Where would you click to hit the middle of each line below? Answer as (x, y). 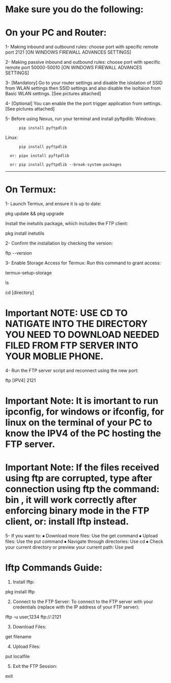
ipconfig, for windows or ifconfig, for (85, 412)
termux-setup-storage (28, 273)
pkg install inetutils (25, 233)
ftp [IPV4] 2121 (21, 380)
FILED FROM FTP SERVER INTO (72, 346)
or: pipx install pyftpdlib (40, 156)
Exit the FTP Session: (35, 666)
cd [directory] (20, 293)
